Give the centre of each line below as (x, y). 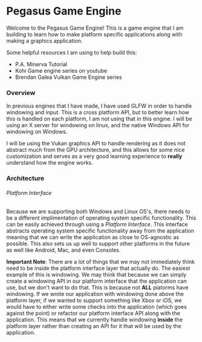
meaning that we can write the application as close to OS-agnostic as (93, 237)
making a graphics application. (44, 41)
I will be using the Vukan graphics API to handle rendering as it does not (96, 143)
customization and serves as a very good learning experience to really (94, 156)
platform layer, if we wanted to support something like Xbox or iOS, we (94, 300)
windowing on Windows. (37, 132)
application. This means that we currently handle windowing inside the (95, 320)
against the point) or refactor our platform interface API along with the (93, 314)
